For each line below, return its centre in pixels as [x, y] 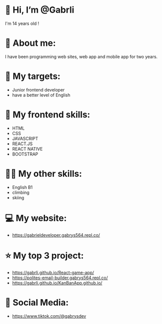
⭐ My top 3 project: [45, 256]
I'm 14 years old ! [22, 23]
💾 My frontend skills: [48, 114]
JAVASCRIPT [25, 138]
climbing [21, 192]
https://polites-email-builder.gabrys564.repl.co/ [60, 278]
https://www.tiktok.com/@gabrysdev [49, 316]
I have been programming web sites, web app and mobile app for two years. [81, 57]
